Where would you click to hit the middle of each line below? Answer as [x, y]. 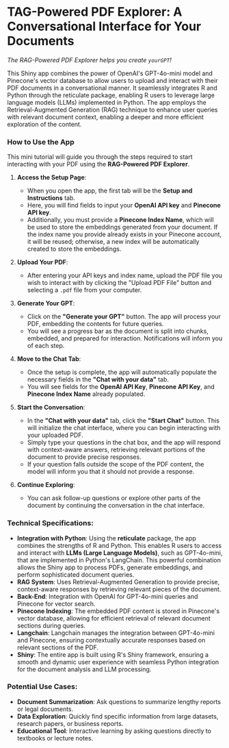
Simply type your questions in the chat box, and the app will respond [124, 442]
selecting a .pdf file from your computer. [84, 290]
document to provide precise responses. [84, 457]
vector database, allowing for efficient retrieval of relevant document [113, 618]
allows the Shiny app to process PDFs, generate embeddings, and [110, 567]
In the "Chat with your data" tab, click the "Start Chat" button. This [123, 421]
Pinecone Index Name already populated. [86, 394]
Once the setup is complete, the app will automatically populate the [122, 372]
